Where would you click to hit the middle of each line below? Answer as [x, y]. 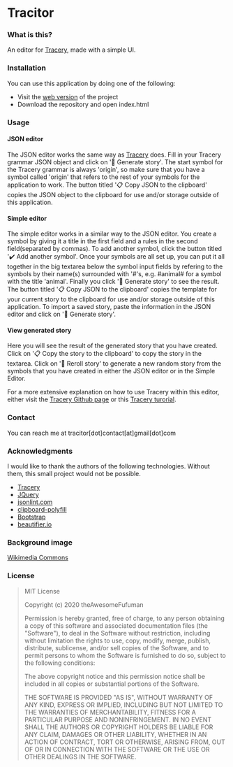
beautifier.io [35, 524]
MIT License [42, 591]
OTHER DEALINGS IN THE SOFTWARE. [80, 757]
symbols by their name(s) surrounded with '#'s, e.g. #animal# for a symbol [114, 274]
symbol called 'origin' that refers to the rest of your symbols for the [104, 177]
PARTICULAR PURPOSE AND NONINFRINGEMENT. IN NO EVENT [118, 719]
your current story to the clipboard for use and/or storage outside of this [111, 299]
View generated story [39, 330]
